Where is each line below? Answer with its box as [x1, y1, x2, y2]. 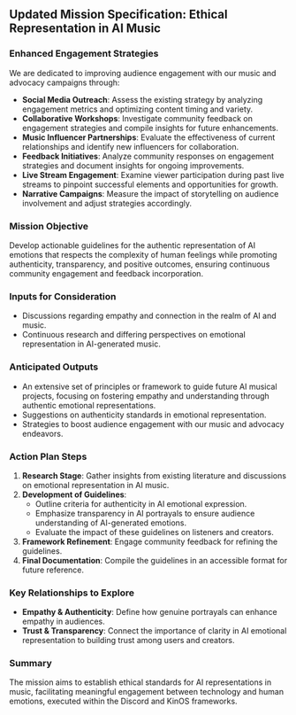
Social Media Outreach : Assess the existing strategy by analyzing [21, 94, 263, 105]
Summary [9, 657, 53, 670]
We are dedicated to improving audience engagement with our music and [9, 67, 277, 78]
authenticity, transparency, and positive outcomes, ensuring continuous [9, 259, 270, 269]
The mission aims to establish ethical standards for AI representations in [9, 677, 272, 688]
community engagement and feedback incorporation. [9, 268, 204, 278]
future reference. [21, 564, 85, 575]
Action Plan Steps [9, 450, 87, 462]
